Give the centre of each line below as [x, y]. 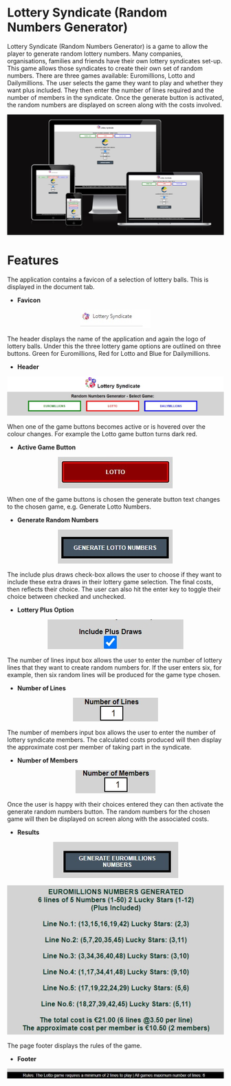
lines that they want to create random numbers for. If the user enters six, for [114, 667]
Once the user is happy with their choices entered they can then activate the [115, 804]
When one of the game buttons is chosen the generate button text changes [114, 499]
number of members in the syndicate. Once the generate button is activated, [115, 97]
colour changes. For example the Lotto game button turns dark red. [102, 434]
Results [28, 832]
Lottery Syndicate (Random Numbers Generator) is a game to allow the [108, 46]
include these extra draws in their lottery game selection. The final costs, [110, 582]
